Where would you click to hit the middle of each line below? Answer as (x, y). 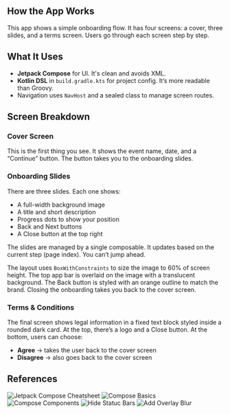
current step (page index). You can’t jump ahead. (77, 254)
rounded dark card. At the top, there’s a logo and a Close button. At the (107, 330)
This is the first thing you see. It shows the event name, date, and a (102, 151)
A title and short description (56, 211)
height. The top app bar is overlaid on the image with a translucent (101, 275)
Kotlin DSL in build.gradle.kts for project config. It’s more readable (114, 80)
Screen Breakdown (49, 117)
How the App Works (51, 11)
